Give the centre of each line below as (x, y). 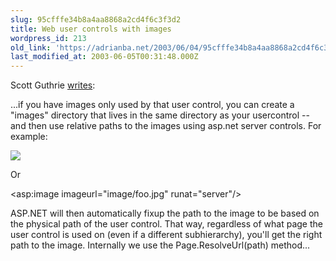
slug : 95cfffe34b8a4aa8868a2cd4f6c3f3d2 (96, 19)
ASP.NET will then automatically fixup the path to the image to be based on (165, 213)
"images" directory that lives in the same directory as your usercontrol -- (160, 115)
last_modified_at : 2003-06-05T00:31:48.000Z (104, 57)
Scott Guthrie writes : (53, 85)
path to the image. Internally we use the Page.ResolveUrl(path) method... (160, 245)
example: (29, 137)
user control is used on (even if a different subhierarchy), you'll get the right (166, 235)
